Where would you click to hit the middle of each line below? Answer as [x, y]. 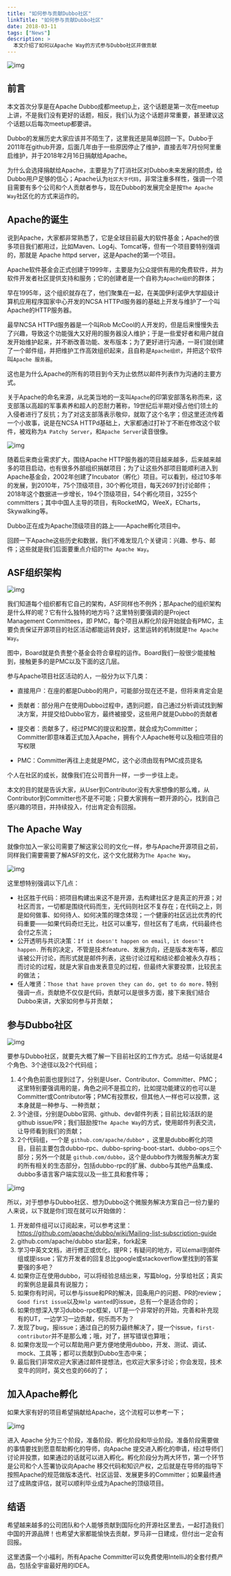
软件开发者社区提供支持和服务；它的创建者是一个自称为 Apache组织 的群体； [112, 278]
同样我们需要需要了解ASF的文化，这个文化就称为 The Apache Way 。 [101, 856]
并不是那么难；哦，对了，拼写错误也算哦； [111, 1336]
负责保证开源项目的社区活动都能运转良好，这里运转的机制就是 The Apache [115, 630]
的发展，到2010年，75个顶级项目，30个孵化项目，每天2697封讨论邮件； [110, 485]
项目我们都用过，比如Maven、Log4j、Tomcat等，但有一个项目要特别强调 [116, 246]
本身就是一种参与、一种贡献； [59, 1106]
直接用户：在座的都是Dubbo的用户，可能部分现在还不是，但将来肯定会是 [120, 691]
